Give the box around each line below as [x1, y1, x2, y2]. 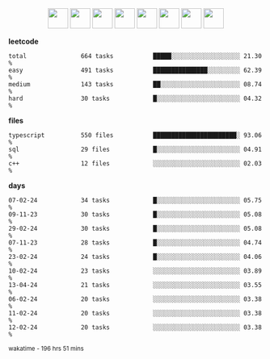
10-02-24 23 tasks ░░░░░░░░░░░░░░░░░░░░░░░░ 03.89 [8, 267, 263, 275]
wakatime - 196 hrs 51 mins [8, 344, 84, 353]
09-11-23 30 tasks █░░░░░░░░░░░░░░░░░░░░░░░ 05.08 [8, 211, 263, 219]
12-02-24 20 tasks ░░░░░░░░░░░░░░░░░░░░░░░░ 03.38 [8, 324, 263, 332]
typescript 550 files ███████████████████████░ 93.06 [8, 131, 263, 140]
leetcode [8, 36, 39, 46]
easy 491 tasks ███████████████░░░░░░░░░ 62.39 [8, 66, 263, 74]
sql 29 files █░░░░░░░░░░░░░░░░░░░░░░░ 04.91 [8, 145, 263, 153]
